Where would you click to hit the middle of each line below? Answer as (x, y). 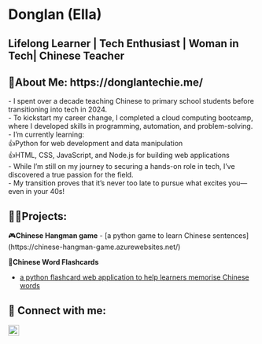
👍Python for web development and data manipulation (96, 144)
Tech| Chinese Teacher (66, 55)
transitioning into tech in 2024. (58, 110)
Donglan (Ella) (55, 15)
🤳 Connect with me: (57, 311)
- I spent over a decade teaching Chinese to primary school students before (131, 101)
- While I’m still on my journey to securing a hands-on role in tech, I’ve (122, 167)
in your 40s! (45, 192)
